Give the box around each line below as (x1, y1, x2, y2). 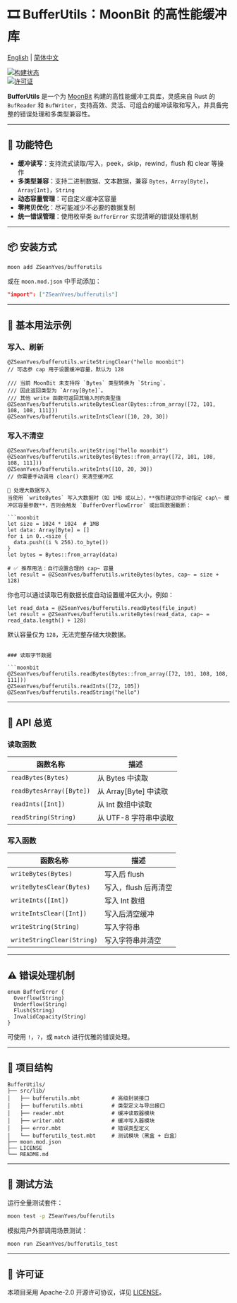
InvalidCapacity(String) (13, 1014, 87, 1021)
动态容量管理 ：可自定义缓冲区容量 (17, 194, 117, 203)
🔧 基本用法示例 (7, 319, 72, 331)
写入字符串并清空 (104, 936, 162, 946)
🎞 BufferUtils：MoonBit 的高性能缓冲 (7, 6, 227, 23)
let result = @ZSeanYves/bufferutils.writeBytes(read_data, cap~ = (7, 611, 210, 618)
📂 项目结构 (7, 1062, 53, 1074)
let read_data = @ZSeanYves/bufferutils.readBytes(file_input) (7, 605, 197, 612)
